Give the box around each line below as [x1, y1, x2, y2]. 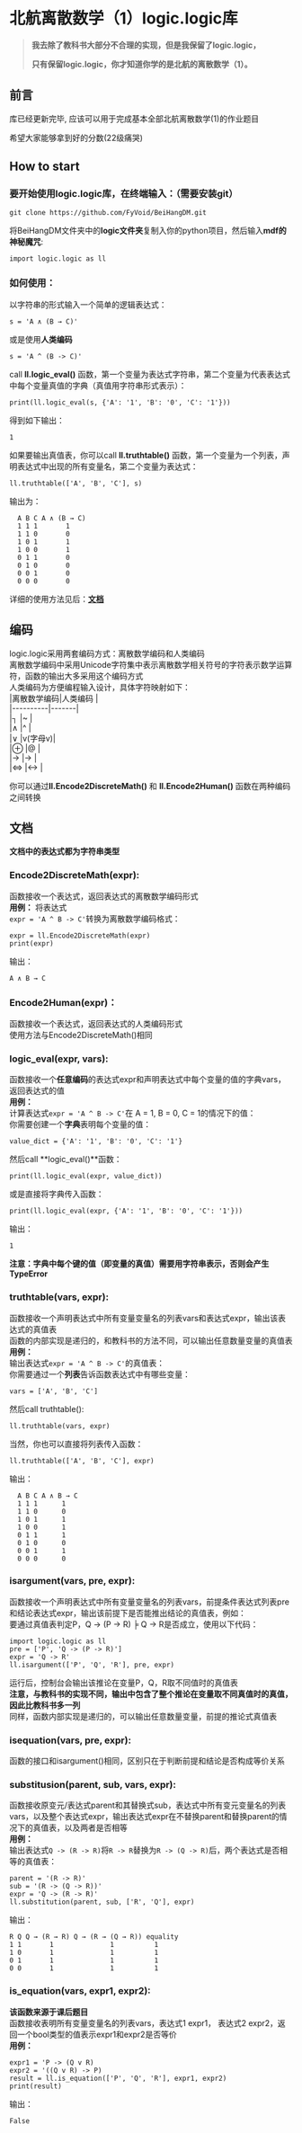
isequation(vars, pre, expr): [9, 1734, 132, 1746]
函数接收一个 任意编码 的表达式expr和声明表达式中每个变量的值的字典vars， [9, 1074, 286, 1085]
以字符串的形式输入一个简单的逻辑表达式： [9, 298, 167, 310]
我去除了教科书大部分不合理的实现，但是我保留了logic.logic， [31, 40, 261, 50]
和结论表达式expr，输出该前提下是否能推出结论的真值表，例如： [9, 1607, 247, 1618]
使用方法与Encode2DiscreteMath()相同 [9, 1029, 153, 1040]
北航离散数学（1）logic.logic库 [9, 8, 238, 29]
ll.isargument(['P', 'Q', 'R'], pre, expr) [9, 1660, 175, 1669]
